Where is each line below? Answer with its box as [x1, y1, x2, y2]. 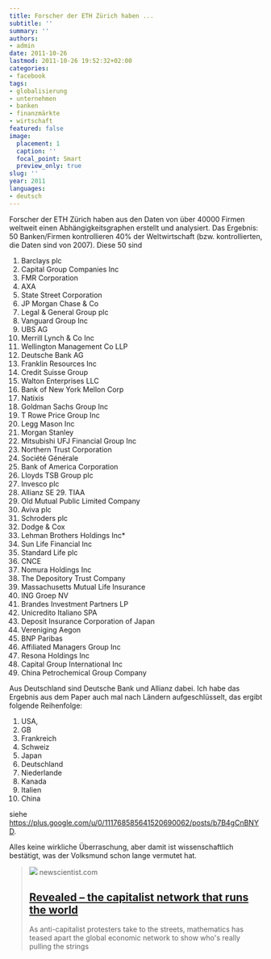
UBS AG [20, 324, 48, 334]
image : [9, 132, 31, 140]
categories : [9, 65, 49, 73]
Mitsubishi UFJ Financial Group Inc [20, 435, 136, 445]
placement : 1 [16, 139, 60, 148]
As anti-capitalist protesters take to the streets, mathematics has [28, 924, 244, 934]
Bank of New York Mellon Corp [20, 385, 124, 394]
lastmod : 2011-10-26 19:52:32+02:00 [9, 57, 132, 65]
